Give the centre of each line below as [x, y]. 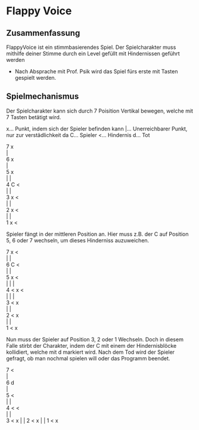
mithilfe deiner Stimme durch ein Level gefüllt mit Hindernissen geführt [93, 54]
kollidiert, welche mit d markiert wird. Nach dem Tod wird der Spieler [90, 352]
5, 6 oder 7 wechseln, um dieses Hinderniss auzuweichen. [78, 240]
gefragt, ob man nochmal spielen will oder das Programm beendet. [88, 358]
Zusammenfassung [43, 33]
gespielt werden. [35, 78]
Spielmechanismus [43, 96]
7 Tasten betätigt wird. [34, 117]
